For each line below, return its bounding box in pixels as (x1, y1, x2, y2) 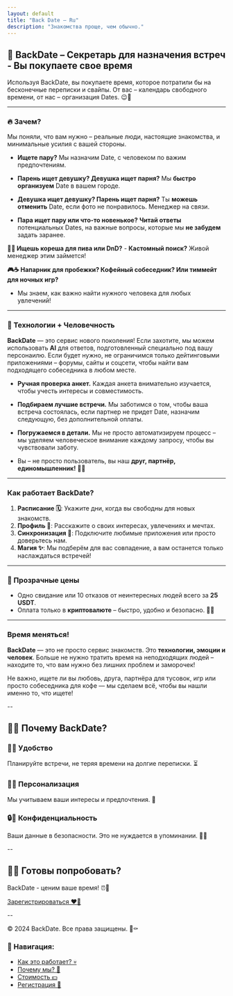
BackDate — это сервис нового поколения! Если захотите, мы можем (7, 336, 215, 344)
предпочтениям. (17, 161, 67, 169)
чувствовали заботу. (17, 443, 79, 451)
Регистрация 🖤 (17, 981, 62, 989)
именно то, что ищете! (7, 689, 74, 697)
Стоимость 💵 (17, 973, 58, 981)
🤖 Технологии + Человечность (7, 321, 115, 330)
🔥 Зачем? (7, 117, 42, 127)
